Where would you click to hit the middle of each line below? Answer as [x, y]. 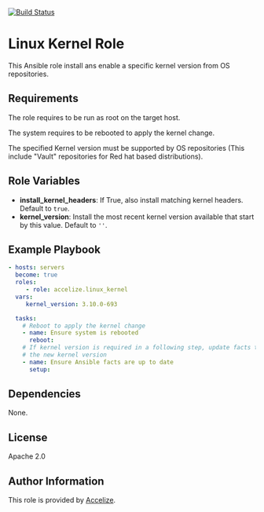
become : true [37, 275]
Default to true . [44, 208]
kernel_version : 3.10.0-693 [71, 304]
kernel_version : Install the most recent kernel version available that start [137, 217]
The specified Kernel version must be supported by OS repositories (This [126, 148]
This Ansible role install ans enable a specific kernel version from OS [119, 65]
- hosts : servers [37, 268]
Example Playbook [54, 249]
